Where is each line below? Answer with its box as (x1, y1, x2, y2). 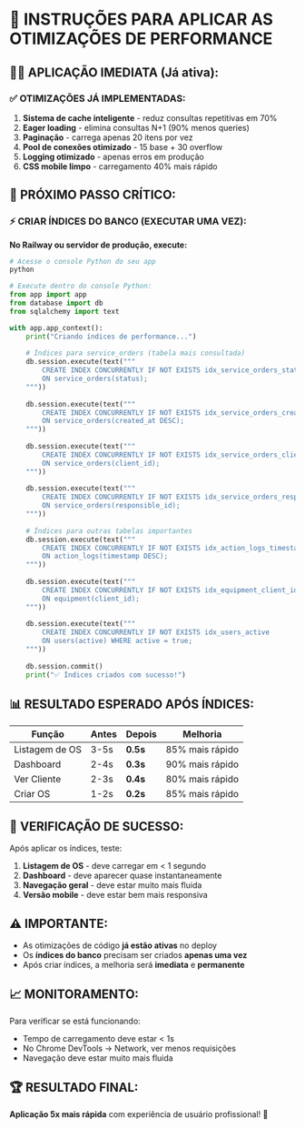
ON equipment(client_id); (42, 594, 141, 603)
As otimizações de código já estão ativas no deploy (22, 940, 218, 951)
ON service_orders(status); (42, 374, 148, 384)
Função (31, 728, 65, 741)
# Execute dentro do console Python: (9, 282, 152, 291)
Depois (125, 728, 157, 741)
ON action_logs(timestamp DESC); (42, 551, 169, 561)
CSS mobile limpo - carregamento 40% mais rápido (22, 160, 218, 172)
